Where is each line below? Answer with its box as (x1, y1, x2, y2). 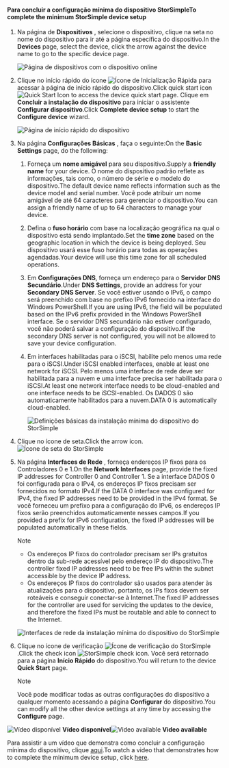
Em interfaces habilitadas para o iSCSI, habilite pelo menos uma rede (27, 353, 222, 361)
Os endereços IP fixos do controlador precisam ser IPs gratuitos (27, 550, 208, 558)
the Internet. (27, 615, 62, 623)
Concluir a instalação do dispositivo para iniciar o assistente (16, 98, 190, 106)
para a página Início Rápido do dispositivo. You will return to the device (16, 656, 217, 665)
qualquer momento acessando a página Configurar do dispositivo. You (16, 697, 216, 706)
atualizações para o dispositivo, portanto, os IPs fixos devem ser (27, 586, 210, 595)
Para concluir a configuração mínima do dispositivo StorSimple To (7, 5, 197, 14)
